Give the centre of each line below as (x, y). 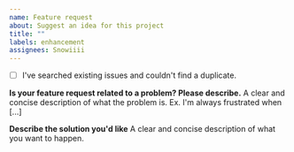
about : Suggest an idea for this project (87, 26)
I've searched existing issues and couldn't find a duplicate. (129, 75)
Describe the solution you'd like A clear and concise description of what (143, 129)
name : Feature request (51, 17)
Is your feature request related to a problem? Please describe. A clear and (147, 93)
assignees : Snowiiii (47, 50)
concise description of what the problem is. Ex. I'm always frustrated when (146, 103)
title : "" (27, 34)
